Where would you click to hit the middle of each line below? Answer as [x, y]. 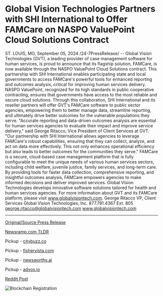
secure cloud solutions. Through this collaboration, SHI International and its [80, 100]
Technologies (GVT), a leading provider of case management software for [79, 58]
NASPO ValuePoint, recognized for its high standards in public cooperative [80, 89]
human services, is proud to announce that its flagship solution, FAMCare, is [81, 64]
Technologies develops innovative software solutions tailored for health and [81, 188]
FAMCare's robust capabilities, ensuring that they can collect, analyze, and [80, 141]
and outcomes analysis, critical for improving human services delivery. [75, 84]
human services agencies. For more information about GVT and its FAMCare [81, 192]
